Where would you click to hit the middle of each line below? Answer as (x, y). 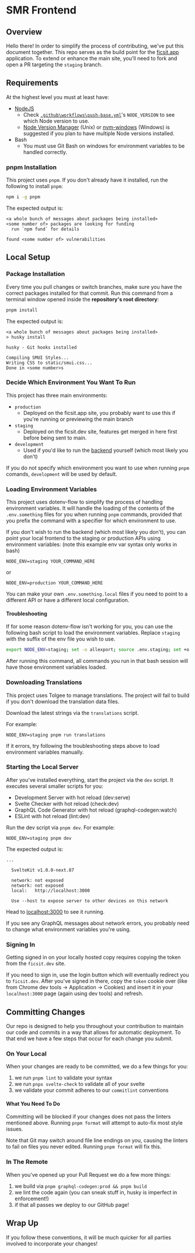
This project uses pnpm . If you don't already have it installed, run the (87, 180)
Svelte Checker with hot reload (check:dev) (67, 803)
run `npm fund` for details (46, 229)
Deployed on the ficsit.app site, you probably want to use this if (99, 413)
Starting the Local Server (42, 767)
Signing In (21, 944)
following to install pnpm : (34, 186)
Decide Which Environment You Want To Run (71, 383)
